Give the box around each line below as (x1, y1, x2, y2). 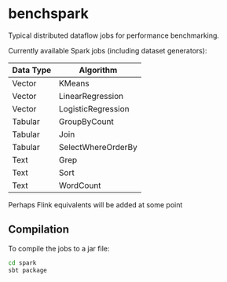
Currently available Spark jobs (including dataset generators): (8, 46, 207, 55)
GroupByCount (58, 115, 114, 126)
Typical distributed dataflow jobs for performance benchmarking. (8, 31, 220, 40)
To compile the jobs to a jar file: (8, 244, 110, 253)
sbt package (8, 266, 47, 274)
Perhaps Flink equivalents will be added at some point (8, 200, 183, 209)
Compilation (8, 223, 69, 236)
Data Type (12, 64, 52, 75)
